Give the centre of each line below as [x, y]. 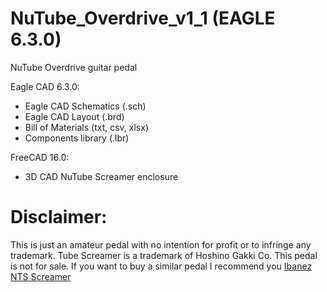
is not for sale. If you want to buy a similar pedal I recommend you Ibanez [161, 266]
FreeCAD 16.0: [40, 157]
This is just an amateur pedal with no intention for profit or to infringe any [161, 244]
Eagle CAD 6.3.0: [45, 86]
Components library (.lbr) [77, 138]
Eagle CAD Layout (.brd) [74, 116]
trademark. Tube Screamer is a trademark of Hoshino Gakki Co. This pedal [164, 255]
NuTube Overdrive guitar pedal [74, 67]
